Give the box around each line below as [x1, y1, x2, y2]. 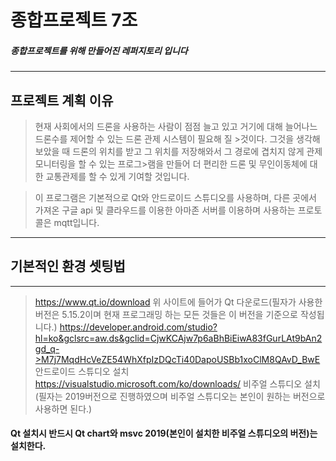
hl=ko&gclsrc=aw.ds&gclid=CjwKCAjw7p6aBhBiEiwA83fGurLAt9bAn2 [34, 332, 323, 344]
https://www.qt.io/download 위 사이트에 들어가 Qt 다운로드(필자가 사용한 [34, 296, 323, 308]
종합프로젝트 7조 [10, 9, 138, 32]
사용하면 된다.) [34, 402, 93, 415]
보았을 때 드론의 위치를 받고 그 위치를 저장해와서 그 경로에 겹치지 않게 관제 [34, 145, 323, 157]
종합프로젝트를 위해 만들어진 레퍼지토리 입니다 [10, 44, 188, 56]
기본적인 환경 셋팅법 [10, 258, 126, 275]
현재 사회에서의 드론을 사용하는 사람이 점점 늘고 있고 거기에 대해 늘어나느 [34, 120, 318, 132]
